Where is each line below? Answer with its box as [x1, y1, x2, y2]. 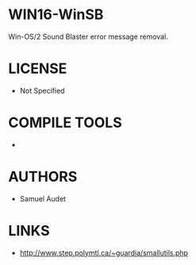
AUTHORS [8, 168, 78, 186]
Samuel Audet [19, 194, 66, 203]
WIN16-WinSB [8, 6, 104, 24]
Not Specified [19, 86, 65, 95]
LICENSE [8, 60, 67, 78]
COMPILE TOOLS [8, 113, 122, 132]
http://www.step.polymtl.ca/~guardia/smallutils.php [19, 248, 189, 257]
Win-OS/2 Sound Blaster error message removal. [8, 32, 168, 41]
